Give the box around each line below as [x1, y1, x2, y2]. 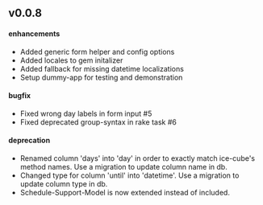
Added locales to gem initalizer [19, 55, 123, 65]
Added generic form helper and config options [19, 47, 175, 56]
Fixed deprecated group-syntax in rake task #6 [19, 117, 177, 127]
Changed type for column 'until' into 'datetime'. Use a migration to [19, 170, 240, 180]
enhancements [8, 28, 61, 39]
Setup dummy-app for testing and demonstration [19, 72, 183, 82]
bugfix [8, 91, 31, 100]
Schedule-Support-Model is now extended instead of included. [19, 188, 230, 197]
